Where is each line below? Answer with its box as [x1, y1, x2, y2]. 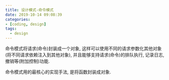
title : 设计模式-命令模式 [5, 7, 54, 13]
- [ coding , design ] [5, 21, 47, 27]
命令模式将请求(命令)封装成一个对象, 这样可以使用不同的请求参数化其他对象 [5, 46, 162, 51]
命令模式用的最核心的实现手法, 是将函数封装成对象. [5, 69, 111, 75]
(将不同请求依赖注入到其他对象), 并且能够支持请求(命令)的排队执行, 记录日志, [5, 52, 164, 58]
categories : [5, 17, 30, 22]
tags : [5, 26, 17, 31]
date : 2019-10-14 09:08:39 [5, 12, 62, 17]
